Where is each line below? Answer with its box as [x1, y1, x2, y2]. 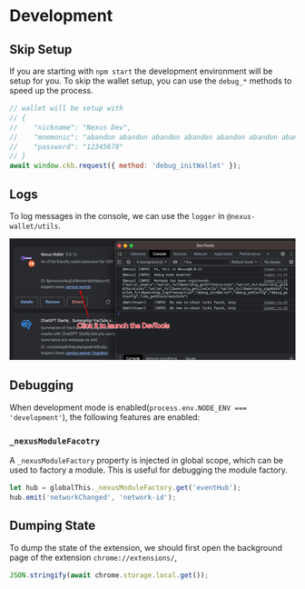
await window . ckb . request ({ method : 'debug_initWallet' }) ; [9, 161, 242, 171]
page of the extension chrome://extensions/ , [9, 552, 177, 563]
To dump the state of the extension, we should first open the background [9, 542, 283, 553]
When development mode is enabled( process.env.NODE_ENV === [9, 402, 248, 413]
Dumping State [9, 518, 96, 534]
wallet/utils [9, 222, 59, 231]
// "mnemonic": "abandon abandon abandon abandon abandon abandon [9, 133, 279, 142]
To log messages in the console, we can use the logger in [9, 210, 225, 221]
